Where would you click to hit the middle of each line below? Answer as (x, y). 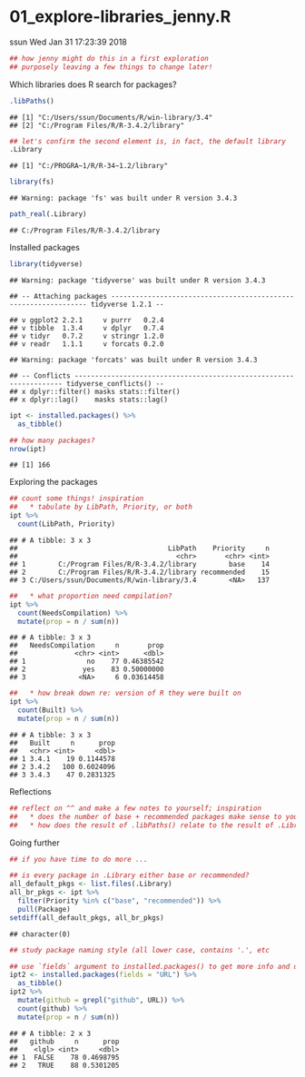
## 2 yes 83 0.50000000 (87, 669)
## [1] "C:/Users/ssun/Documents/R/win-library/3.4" (111, 117)
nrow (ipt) (28, 449)
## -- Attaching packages (58, 296)
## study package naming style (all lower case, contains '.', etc (140, 950)
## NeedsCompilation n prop (87, 646)
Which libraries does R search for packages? (93, 84)
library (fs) (32, 182)
